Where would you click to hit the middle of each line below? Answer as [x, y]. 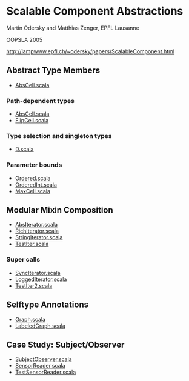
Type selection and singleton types [59, 136]
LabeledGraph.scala [40, 326]
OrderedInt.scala [36, 184]
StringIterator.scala [39, 237]
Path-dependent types [40, 101]
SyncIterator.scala [38, 273]
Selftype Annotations [48, 305]
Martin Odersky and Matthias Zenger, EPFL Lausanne [73, 28]
